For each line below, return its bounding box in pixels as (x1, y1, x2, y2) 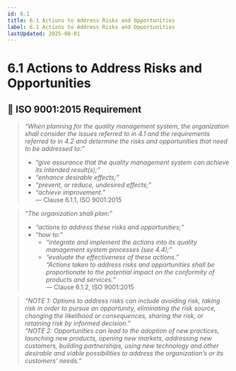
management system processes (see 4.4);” (45, 245, 172, 254)
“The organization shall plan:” (24, 209, 113, 218)
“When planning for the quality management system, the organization (24, 122, 230, 130)
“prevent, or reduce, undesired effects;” (35, 181, 152, 189)
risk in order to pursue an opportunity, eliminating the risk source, (24, 304, 217, 312)
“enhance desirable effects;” (35, 174, 119, 182)
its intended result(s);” (35, 166, 100, 174)
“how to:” (35, 231, 64, 239)
